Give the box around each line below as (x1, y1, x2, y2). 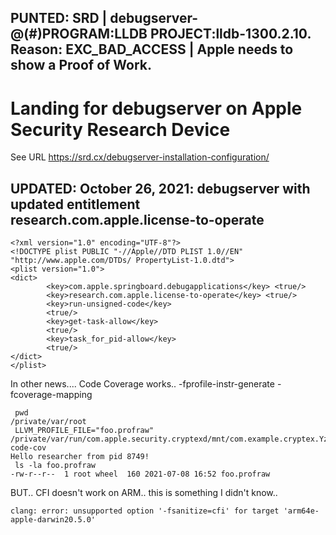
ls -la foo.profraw (14, 461, 97, 471)
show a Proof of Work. (10, 57, 153, 74)
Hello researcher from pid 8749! (10, 452, 150, 462)
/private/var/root (10, 417, 87, 427)
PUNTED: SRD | (10, 10, 108, 27)
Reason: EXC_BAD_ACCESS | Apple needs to (10, 41, 294, 58)
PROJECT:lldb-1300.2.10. (149, 26, 312, 43)
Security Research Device (10, 118, 231, 141)
